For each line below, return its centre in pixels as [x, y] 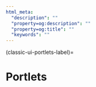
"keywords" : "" [31, 35]
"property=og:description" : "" [51, 23]
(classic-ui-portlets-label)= [40, 52]
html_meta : [20, 12]
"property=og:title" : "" [43, 29]
